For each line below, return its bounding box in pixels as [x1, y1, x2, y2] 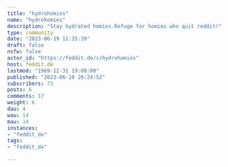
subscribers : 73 [7, 80, 53, 87]
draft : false [7, 42, 45, 49]
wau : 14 [7, 112, 29, 118]
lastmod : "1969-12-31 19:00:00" [7, 67, 99, 74]
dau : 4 [7, 105, 26, 112]
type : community [7, 29, 53, 36]
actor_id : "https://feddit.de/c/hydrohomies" [7, 55, 139, 62]
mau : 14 [7, 118, 29, 125]
